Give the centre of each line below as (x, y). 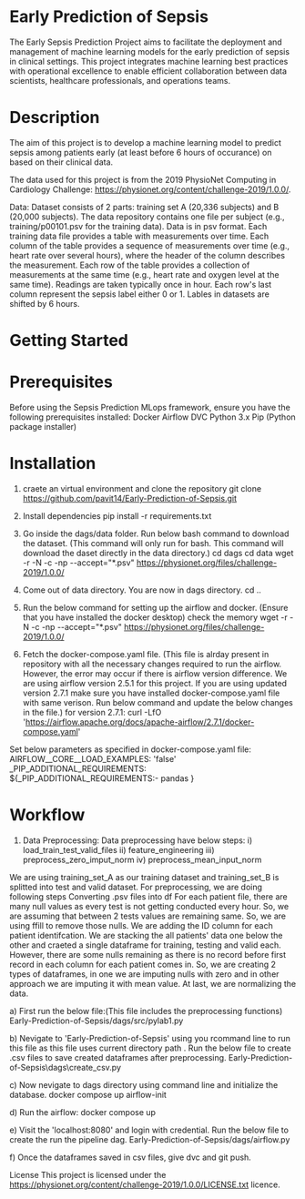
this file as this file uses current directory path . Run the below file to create (150, 1048)
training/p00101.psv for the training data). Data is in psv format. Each (138, 226)
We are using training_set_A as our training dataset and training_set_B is (144, 877)
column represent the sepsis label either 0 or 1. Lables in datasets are (140, 294)
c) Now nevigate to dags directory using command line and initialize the (144, 1084)
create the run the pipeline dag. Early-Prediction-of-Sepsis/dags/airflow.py (150, 1139)
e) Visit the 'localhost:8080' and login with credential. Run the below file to (149, 1130)
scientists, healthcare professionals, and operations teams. (120, 80)
